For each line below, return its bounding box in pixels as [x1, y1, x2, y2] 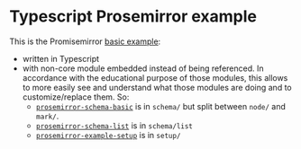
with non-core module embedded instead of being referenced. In [22, 63, 264, 74]
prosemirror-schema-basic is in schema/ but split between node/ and [35, 101, 287, 111]
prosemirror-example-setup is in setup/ [35, 129, 181, 140]
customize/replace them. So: [22, 92, 130, 102]
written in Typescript [22, 53, 100, 64]
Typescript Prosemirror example [9, 6, 258, 27]
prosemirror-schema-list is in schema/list [35, 119, 194, 131]
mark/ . [35, 110, 59, 121]
